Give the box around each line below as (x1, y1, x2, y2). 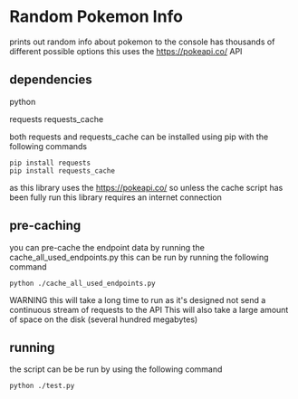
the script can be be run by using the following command (9, 364, 223, 375)
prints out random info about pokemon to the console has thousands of (9, 36, 275, 47)
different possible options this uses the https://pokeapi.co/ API (9, 45, 243, 56)
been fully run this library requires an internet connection (9, 192, 222, 203)
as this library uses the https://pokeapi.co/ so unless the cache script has (9, 182, 284, 193)
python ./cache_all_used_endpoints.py (9, 279, 156, 288)
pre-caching (9, 218, 82, 233)
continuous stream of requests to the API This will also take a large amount (9, 304, 289, 315)
